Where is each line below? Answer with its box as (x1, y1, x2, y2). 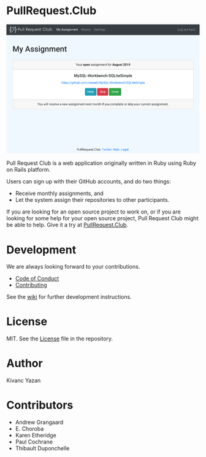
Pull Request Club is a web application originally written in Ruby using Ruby (6, 159, 196, 167)
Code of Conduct (15, 275, 59, 282)
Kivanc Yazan (6, 377, 41, 384)
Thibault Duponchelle (15, 445, 70, 452)
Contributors (6, 398, 74, 412)
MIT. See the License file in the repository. (6, 335, 113, 342)
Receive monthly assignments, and (15, 190, 104, 197)
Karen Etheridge (15, 432, 57, 439)
